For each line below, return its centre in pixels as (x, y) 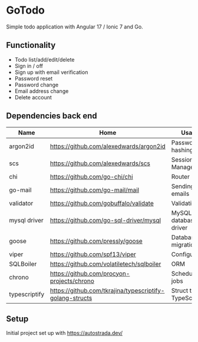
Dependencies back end (52, 116)
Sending (183, 186)
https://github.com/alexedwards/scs (100, 163)
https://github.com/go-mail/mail (95, 190)
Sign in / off (29, 66)
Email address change (42, 91)
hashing (182, 150)
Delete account (33, 97)
